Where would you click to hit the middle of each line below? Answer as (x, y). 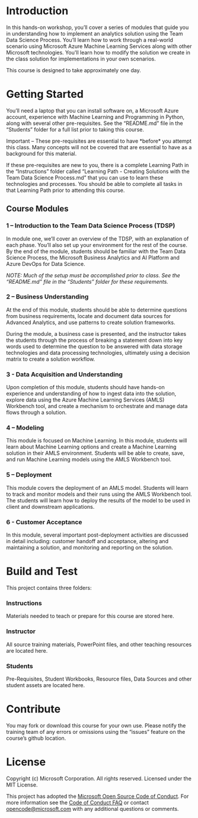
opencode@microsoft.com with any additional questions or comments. (92, 809)
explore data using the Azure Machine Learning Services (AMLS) (85, 400)
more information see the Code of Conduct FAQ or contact (78, 802)
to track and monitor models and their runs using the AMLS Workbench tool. (99, 494)
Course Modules (37, 209)
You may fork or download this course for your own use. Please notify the (96, 725)
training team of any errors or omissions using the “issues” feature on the (96, 732)
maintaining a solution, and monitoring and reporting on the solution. (90, 548)
